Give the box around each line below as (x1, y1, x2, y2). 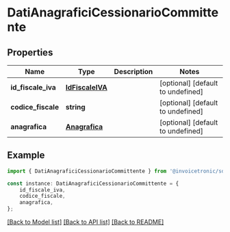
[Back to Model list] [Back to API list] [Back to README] (7, 218, 164, 227)
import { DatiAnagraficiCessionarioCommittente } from (7, 168, 167, 175)
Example (7, 149, 45, 162)
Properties (7, 47, 53, 58)
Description (114, 67, 153, 76)
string (65, 103, 86, 112)
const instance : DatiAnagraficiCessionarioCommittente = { (7, 180, 179, 187)
